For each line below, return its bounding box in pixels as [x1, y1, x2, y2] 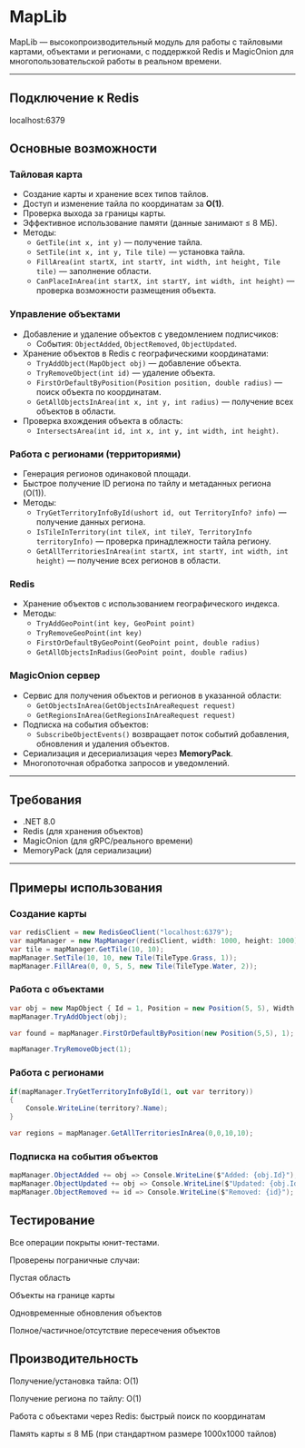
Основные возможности [9, 141, 157, 156]
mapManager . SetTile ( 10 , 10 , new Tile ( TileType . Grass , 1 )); [9, 953, 238, 962]
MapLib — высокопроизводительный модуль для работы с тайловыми [9, 36, 283, 47]
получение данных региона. [35, 517, 146, 527]
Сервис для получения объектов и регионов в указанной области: [22, 690, 282, 701]
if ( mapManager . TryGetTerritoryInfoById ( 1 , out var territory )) [9, 1087, 254, 1096]
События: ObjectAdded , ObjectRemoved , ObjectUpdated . [35, 338, 238, 349]
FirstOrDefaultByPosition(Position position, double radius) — [35, 377, 283, 388]
